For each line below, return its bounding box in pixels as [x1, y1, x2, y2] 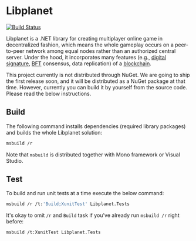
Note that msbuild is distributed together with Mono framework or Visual [6, 151, 181, 158]
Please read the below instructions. [6, 90, 92, 97]
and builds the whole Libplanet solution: [6, 129, 103, 136]
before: [6, 218, 24, 225]
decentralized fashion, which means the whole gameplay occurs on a [6, 41, 174, 48]
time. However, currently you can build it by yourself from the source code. [6, 83, 188, 91]
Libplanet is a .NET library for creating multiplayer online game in [6, 35, 163, 42]
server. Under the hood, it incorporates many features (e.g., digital [6, 53, 166, 61]
